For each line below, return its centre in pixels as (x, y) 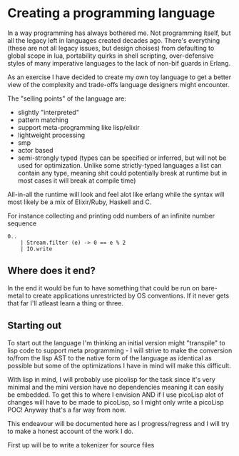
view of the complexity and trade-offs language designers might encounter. (118, 84)
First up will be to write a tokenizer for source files (81, 445)
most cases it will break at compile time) (77, 181)
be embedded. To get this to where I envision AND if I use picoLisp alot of (116, 395)
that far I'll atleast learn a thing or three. (65, 303)
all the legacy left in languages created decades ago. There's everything (113, 40)
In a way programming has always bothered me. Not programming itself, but (119, 33)
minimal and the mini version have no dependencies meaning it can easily (116, 387)
